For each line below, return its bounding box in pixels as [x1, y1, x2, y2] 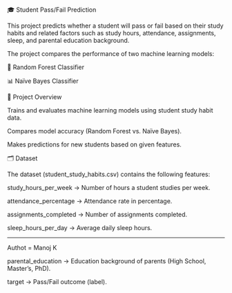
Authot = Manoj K [7, 244, 57, 252]
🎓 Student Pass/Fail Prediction [7, 6, 97, 14]
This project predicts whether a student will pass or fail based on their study [7, 21, 224, 30]
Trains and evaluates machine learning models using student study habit [7, 106, 213, 114]
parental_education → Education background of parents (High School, [7, 257, 206, 265]
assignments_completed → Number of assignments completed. [7, 210, 188, 218]
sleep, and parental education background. [7, 37, 130, 44]
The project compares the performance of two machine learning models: [7, 50, 215, 57]
